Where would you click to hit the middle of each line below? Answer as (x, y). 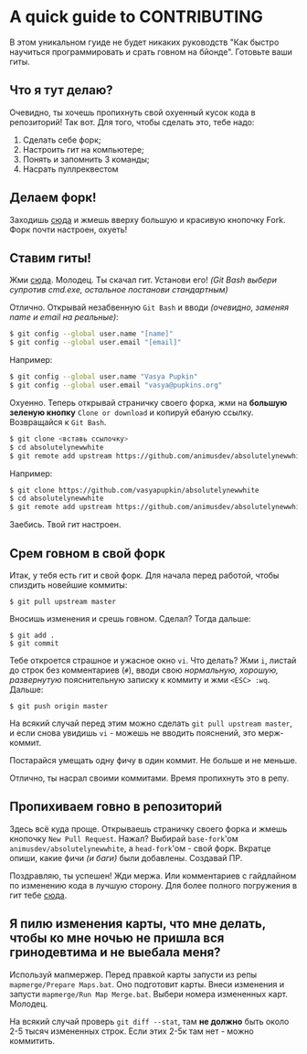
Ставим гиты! (50, 258)
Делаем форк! (53, 198)
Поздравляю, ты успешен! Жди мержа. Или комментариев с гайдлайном (153, 876)
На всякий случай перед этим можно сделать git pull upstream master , (151, 723)
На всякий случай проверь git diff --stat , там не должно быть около (149, 1021)
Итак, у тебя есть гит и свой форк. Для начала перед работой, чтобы (144, 575)
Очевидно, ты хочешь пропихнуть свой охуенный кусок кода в (132, 112)
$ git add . (32, 635)
